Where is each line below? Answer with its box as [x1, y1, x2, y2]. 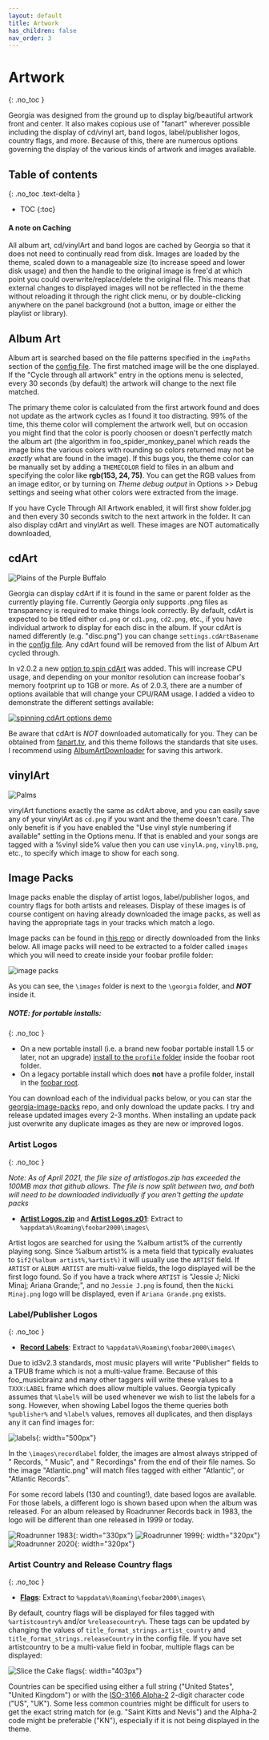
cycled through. [8, 647, 60, 657]
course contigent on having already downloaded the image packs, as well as [8, 909, 261, 919]
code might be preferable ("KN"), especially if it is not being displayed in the [8, 1716, 260, 1726]
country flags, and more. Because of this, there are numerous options [8, 136, 239, 146]
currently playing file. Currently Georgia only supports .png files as [8, 597, 228, 607]
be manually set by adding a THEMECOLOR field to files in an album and [8, 462, 235, 472]
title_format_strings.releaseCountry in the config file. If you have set [8, 1634, 242, 1643]
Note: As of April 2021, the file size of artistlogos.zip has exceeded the [8, 1173, 242, 1182]
